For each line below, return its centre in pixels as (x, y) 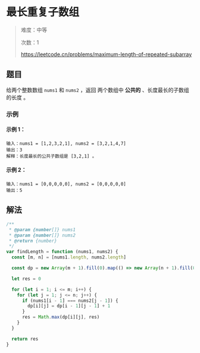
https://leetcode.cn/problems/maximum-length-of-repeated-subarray (106, 54)
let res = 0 (26, 279)
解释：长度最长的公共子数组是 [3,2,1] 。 (51, 156)
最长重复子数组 (43, 12)
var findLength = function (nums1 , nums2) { (62, 252)
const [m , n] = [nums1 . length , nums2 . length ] (69, 257)
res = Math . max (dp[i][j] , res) (61, 317)
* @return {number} (33, 241)
